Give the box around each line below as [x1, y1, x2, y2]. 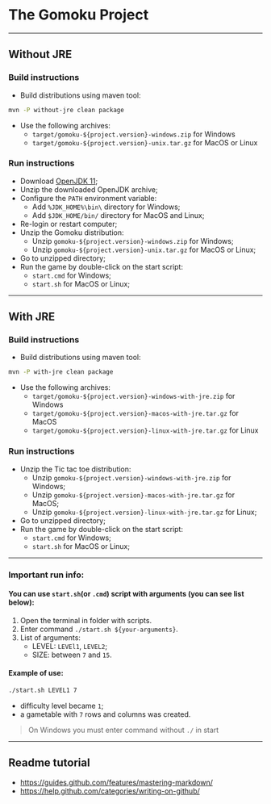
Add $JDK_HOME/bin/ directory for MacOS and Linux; [31, 210, 205, 220]
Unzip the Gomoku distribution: [19, 228, 124, 237]
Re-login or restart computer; [19, 219, 118, 228]
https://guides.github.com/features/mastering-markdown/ [19, 777, 214, 787]
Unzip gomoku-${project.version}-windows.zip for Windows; [31, 236, 234, 245]
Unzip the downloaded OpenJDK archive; [19, 184, 159, 195]
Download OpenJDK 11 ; [19, 176, 98, 186]
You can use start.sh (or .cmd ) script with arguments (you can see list [8, 589, 244, 599]
